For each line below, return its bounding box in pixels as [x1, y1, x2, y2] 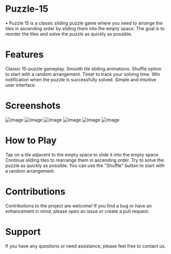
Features [5, 49, 44, 60]
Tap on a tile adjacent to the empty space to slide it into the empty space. [5, 151, 160, 157]
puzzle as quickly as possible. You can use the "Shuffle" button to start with [5, 162, 165, 169]
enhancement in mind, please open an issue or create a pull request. [5, 208, 150, 214]
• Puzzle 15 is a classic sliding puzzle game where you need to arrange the [5, 20, 163, 26]
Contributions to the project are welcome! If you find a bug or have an [5, 202, 152, 209]
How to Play [5, 135, 57, 146]
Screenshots [5, 100, 61, 111]
